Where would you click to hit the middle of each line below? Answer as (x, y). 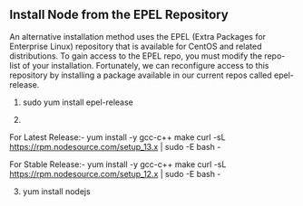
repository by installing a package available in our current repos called (141, 75)
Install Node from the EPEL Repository (119, 15)
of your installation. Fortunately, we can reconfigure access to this (146, 65)
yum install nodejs (56, 191)
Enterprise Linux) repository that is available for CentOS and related (136, 46)
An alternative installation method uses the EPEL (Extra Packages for (137, 36)
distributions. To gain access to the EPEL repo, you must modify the (136, 56)
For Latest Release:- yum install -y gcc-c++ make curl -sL (117, 137)
